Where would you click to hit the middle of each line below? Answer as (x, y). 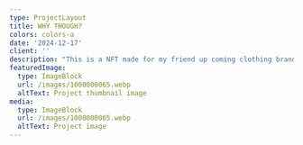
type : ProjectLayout (48, 18)
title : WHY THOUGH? (46, 26)
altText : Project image (62, 127)
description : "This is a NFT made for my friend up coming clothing (141, 59)
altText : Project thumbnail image (82, 93)
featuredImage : (38, 68)
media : (22, 101)
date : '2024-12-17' (46, 43)
